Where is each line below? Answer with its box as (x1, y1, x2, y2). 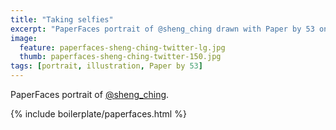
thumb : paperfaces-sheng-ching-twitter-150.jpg (19, 52, 222, 62)
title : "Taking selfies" (10, 14, 114, 25)
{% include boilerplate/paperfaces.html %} (10, 108, 187, 120)
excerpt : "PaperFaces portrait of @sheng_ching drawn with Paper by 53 (10, 24, 315, 34)
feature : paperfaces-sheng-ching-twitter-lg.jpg (19, 42, 226, 53)
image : (10, 33, 38, 43)
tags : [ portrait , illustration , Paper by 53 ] (10, 61, 203, 71)
